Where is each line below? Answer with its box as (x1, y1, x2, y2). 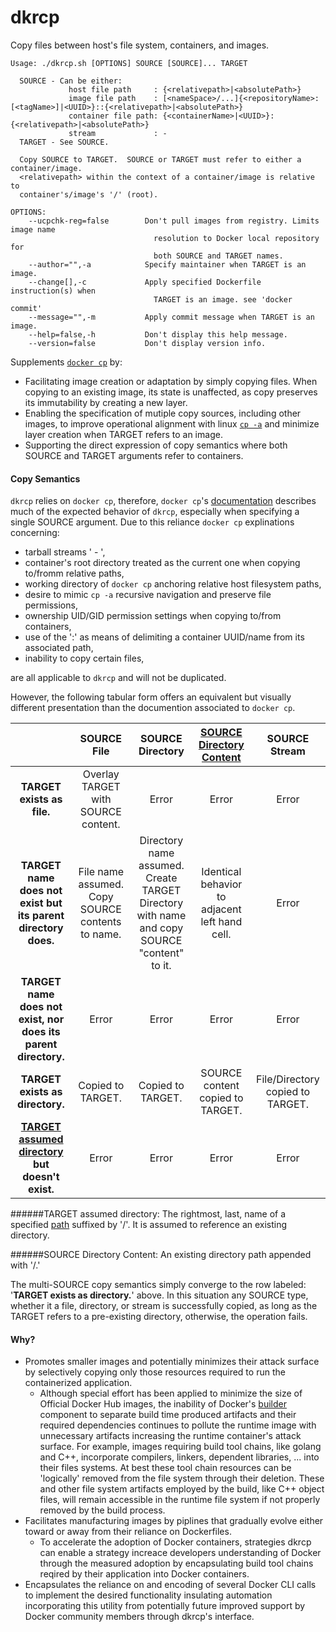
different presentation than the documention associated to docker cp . (10, 702, 296, 714)
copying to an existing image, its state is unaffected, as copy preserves (24, 386, 318, 398)
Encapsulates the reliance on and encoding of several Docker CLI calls (24, 1579, 317, 1591)
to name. (80, 927, 122, 941)
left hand (200, 915, 243, 929)
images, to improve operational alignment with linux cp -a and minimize (24, 417, 320, 430)
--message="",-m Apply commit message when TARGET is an (28, 312, 315, 322)
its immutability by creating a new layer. (24, 396, 188, 408)
